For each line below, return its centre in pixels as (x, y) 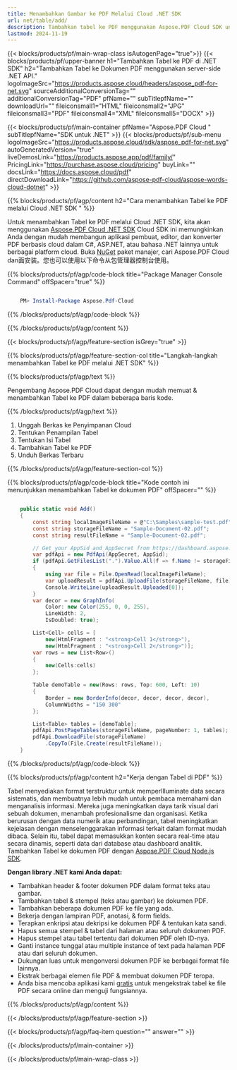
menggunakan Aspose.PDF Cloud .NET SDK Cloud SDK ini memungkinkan (115, 229)
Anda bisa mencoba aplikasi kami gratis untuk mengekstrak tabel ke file (122, 983)
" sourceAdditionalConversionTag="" (82, 91)
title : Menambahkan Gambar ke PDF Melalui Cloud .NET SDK (94, 14)
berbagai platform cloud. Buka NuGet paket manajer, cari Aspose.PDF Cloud (118, 252)
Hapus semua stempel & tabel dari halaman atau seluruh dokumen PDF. (121, 930)
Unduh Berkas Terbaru (50, 455)
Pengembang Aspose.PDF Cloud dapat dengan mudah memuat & (102, 390)
